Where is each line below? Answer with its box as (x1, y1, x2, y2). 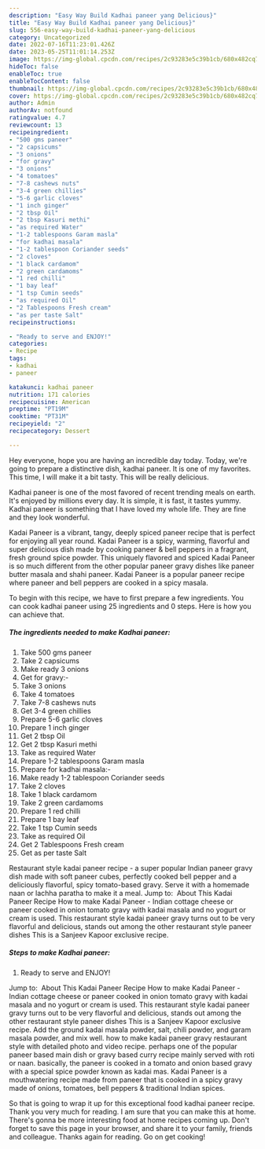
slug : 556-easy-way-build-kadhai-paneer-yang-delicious (9, 26, 196, 34)
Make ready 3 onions (20, 664, 90, 674)
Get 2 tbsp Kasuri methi (20, 740, 98, 749)
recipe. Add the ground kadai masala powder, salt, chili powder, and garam (9, 1025, 252, 1034)
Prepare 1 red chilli (20, 806, 81, 816)
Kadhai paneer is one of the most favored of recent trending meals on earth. (9, 487, 256, 497)
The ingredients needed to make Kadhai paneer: (9, 628, 171, 637)
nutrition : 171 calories (9, 391, 90, 398)
